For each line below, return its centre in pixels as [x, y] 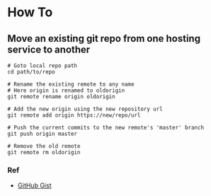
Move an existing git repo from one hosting [104, 39]
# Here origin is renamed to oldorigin [66, 91]
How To [30, 12]
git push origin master [42, 134]
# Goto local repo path [42, 66]
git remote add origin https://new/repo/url [74, 115]
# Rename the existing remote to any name [71, 84]
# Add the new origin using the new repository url [85, 109]
